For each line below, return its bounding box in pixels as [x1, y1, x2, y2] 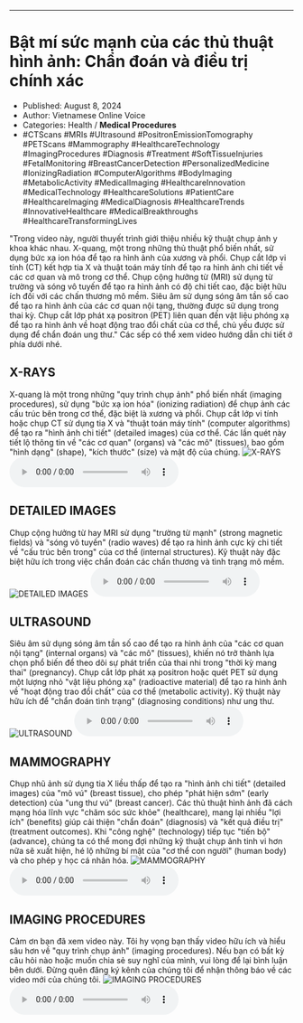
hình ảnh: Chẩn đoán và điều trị [9, 52, 249, 72]
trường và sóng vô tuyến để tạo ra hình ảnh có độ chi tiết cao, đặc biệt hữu [9, 281, 287, 292]
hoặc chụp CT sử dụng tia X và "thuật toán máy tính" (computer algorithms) [9, 418, 291, 428]
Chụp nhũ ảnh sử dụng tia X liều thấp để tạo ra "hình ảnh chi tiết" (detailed [9, 778, 286, 789]
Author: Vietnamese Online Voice [22, 109, 146, 120]
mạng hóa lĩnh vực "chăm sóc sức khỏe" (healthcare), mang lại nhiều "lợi [9, 807, 281, 818]
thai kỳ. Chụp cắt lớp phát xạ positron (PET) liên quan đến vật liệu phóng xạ [9, 309, 290, 321]
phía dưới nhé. [9, 338, 63, 349]
